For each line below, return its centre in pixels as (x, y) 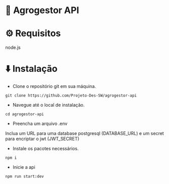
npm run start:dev (25, 176)
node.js (13, 48)
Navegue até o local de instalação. (49, 105)
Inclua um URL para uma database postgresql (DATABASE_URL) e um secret (85, 133)
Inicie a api (24, 167)
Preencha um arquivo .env (40, 124)
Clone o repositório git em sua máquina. (54, 86)
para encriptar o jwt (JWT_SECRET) (42, 139)
